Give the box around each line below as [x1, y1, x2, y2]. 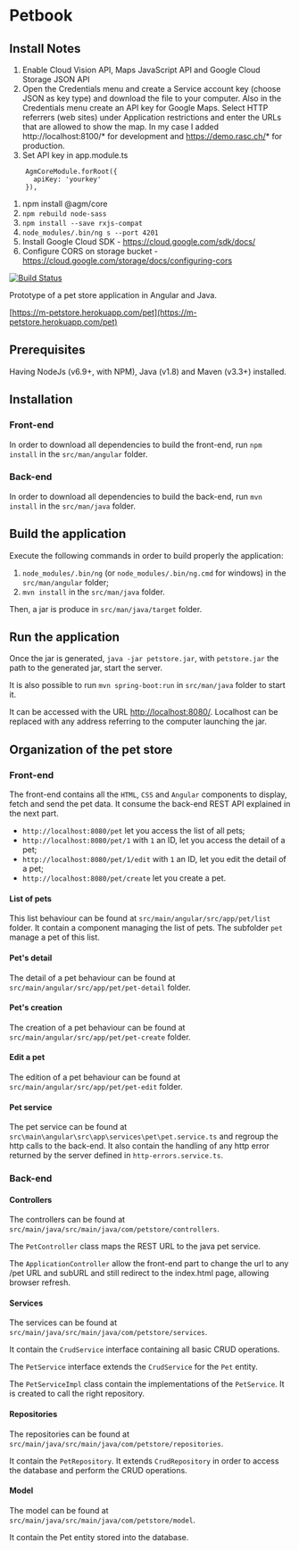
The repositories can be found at [9, 1429, 130, 1439]
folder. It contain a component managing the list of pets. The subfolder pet [9, 923, 283, 933]
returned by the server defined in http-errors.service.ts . [9, 1150, 223, 1161]
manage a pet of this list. [9, 932, 100, 942]
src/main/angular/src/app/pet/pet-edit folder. [9, 1081, 183, 1091]
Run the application [9, 630, 120, 644]
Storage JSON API [21, 74, 90, 85]
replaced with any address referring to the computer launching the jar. [9, 716, 268, 727]
